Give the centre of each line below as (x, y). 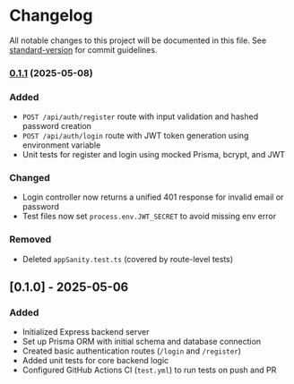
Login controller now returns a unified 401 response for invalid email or (153, 197)
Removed (30, 240)
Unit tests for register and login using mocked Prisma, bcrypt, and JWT (153, 155)
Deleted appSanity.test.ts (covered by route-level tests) (128, 259)
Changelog (51, 16)
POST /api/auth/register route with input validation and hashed (140, 116)
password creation (57, 126)
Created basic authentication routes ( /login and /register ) (132, 351)
